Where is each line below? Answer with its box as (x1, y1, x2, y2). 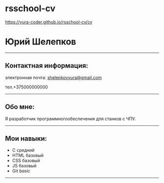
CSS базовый (12, 158, 40, 163)
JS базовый (12, 163, 37, 169)
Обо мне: (5, 103, 35, 111)
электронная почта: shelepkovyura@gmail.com (5, 74, 102, 81)
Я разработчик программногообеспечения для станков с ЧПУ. (5, 116, 137, 122)
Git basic (12, 168, 31, 174)
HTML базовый (12, 152, 44, 159)
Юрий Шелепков (5, 36, 77, 47)
